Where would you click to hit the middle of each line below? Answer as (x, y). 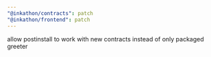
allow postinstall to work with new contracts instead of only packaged (105, 39)
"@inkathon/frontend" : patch (49, 20)
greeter (17, 46)
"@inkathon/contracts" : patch (50, 13)
